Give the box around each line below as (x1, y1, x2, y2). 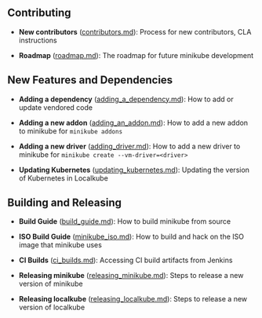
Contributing (7, 6, 71, 20)
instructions (18, 35, 58, 45)
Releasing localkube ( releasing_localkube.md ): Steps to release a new (18, 294, 248, 304)
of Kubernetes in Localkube (18, 173, 109, 183)
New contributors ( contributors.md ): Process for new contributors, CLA (18, 27, 252, 36)
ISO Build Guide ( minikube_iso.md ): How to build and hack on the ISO (18, 232, 245, 242)
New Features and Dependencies (7, 74, 173, 87)
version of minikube (18, 279, 83, 289)
